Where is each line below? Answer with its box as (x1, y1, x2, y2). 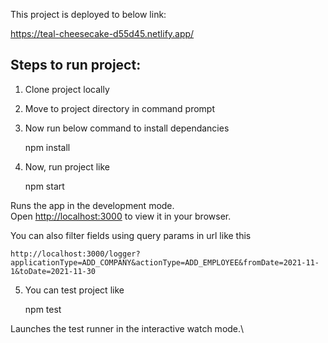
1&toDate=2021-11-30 (10, 266, 97, 276)
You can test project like (24, 284, 125, 296)
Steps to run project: (10, 57, 142, 74)
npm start (24, 180, 65, 192)
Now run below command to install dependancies (24, 122, 230, 134)
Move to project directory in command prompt (24, 102, 215, 114)
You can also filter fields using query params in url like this (10, 229, 252, 241)
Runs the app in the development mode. (10, 199, 175, 211)
